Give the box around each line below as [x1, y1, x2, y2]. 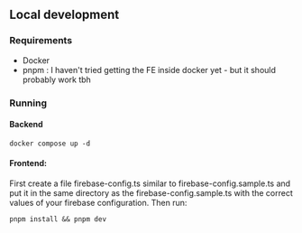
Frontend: [9, 158, 48, 169]
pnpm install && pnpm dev [9, 215, 106, 224]
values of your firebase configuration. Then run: [9, 198, 188, 209]
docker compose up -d [9, 139, 91, 148]
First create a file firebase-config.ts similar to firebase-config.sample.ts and [9, 178, 291, 189]
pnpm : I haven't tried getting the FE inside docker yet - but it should [22, 64, 277, 75]
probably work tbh [22, 74, 92, 85]
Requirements [9, 34, 73, 47]
